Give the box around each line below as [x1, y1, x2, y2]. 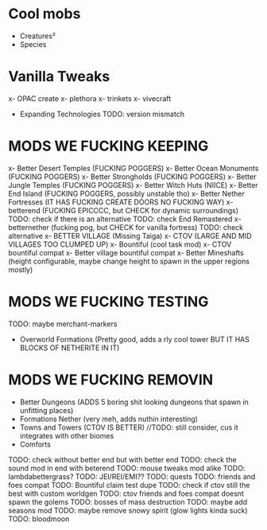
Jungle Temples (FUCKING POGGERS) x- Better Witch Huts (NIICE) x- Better [8, 180, 258, 189]
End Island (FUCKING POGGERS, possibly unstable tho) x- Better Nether [8, 189, 245, 198]
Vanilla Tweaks [8, 68, 110, 86]
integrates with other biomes [19, 431, 114, 440]
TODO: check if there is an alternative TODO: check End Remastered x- [8, 214, 242, 224]
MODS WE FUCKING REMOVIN [8, 371, 214, 388]
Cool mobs [8, 5, 81, 23]
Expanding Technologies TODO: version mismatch [19, 109, 185, 119]
